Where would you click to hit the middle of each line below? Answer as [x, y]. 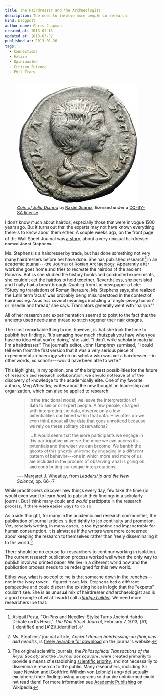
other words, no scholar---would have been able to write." [63, 361]
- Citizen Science [28, 67]
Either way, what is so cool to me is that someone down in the [67, 577]
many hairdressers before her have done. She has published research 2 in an [81, 259]
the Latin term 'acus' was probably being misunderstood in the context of [78, 295]
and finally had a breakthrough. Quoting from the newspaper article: [73, 285]
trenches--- [141, 577]
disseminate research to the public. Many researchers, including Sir [79, 667]
